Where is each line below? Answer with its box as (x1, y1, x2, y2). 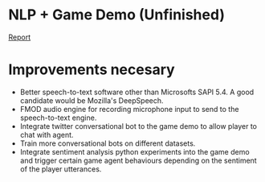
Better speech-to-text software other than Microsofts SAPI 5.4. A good (19, 87, 255, 97)
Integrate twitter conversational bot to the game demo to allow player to (19, 121, 258, 130)
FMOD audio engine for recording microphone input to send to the (19, 104, 239, 114)
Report (8, 32, 31, 42)
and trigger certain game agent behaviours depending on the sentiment (19, 155, 257, 165)
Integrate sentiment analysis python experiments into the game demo (19, 147, 251, 156)
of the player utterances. (19, 163, 102, 174)
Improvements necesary (8, 60, 175, 79)
